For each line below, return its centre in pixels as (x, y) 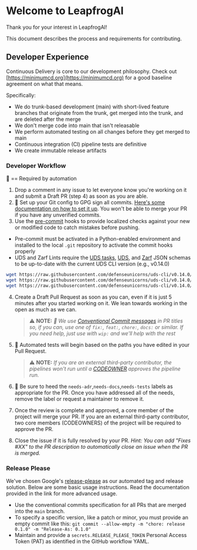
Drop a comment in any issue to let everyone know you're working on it (101, 190)
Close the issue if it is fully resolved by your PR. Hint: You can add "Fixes (103, 440)
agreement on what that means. (45, 84)
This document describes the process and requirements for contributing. (94, 38)
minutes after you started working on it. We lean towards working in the (101, 303)
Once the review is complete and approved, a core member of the (94, 410)
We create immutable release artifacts (60, 150)
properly (25, 251)
